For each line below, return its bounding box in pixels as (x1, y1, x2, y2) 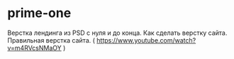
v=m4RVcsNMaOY (7, 43, 62, 52)
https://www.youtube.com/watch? (96, 36, 196, 44)
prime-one (7, 5, 72, 21)
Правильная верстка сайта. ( (7, 36, 96, 44)
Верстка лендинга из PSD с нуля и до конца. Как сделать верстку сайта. (7, 28, 228, 37)
